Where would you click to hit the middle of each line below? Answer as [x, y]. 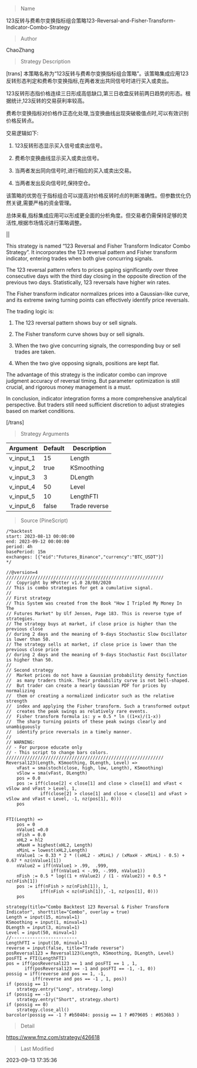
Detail [28, 1026]
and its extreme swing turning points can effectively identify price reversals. [98, 300]
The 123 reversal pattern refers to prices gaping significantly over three [92, 270]
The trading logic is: [30, 311]
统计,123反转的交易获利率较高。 [49, 101]
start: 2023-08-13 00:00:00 [40, 536]
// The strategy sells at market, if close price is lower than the [91, 645]
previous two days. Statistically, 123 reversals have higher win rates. [88, 282]
